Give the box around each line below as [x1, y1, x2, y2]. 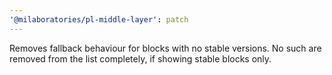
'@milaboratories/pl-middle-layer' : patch [9, 14, 189, 25]
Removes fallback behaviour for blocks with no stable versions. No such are [9, 42, 322, 54]
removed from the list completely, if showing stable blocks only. [9, 52, 272, 65]
